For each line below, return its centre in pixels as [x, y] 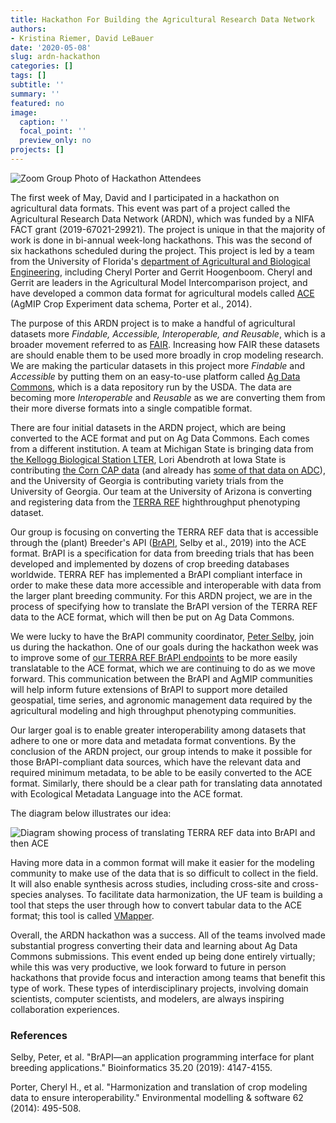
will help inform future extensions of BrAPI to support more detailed [149, 689]
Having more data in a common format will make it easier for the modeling [162, 862]
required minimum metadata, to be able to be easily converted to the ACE [161, 772]
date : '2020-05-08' [51, 47]
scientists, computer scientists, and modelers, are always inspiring [147, 998]
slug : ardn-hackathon [55, 57]
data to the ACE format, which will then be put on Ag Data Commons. [152, 617]
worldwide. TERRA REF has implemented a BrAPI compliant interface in [156, 574]
